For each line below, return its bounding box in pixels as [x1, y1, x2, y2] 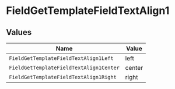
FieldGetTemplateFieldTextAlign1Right [9, 74, 117, 80]
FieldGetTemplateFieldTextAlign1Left [9, 55, 114, 62]
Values [6, 27, 32, 37]
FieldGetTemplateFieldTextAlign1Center [9, 65, 120, 71]
